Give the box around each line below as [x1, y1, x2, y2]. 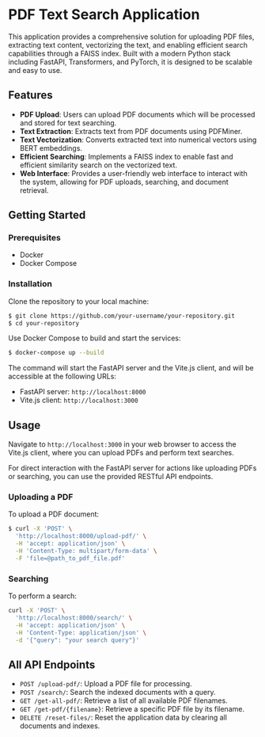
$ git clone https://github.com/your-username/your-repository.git [8, 312, 236, 320]
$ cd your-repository [8, 319, 80, 327]
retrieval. [19, 185, 49, 195]
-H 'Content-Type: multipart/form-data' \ [15, 547, 157, 555]
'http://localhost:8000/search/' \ [15, 614, 133, 622]
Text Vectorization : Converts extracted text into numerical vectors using [19, 135, 257, 144]
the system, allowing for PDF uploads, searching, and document [19, 177, 229, 186]
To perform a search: [8, 591, 78, 601]
